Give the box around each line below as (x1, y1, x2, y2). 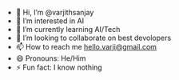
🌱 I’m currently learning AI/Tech (15, 25, 121, 34)
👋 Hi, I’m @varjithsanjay (15, 8, 94, 17)
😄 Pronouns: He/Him (15, 54, 86, 63)
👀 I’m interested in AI (15, 16, 85, 26)
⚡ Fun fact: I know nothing (15, 62, 102, 72)
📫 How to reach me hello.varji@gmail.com (15, 42, 157, 51)
